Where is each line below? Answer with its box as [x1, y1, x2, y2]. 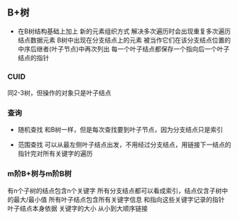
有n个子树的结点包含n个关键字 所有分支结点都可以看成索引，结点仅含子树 [7, 186, 222, 195]
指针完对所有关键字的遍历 [17, 150, 93, 158]
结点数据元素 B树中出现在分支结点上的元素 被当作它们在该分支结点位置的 [17, 35, 231, 44]
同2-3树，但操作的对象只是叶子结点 [7, 89, 112, 97]
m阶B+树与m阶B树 [7, 169, 72, 179]
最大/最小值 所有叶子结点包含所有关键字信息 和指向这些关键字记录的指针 [13, 195, 225, 203]
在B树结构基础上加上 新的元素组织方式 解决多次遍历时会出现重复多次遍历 [17, 27, 231, 35]
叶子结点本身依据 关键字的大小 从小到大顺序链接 [7, 204, 148, 213]
